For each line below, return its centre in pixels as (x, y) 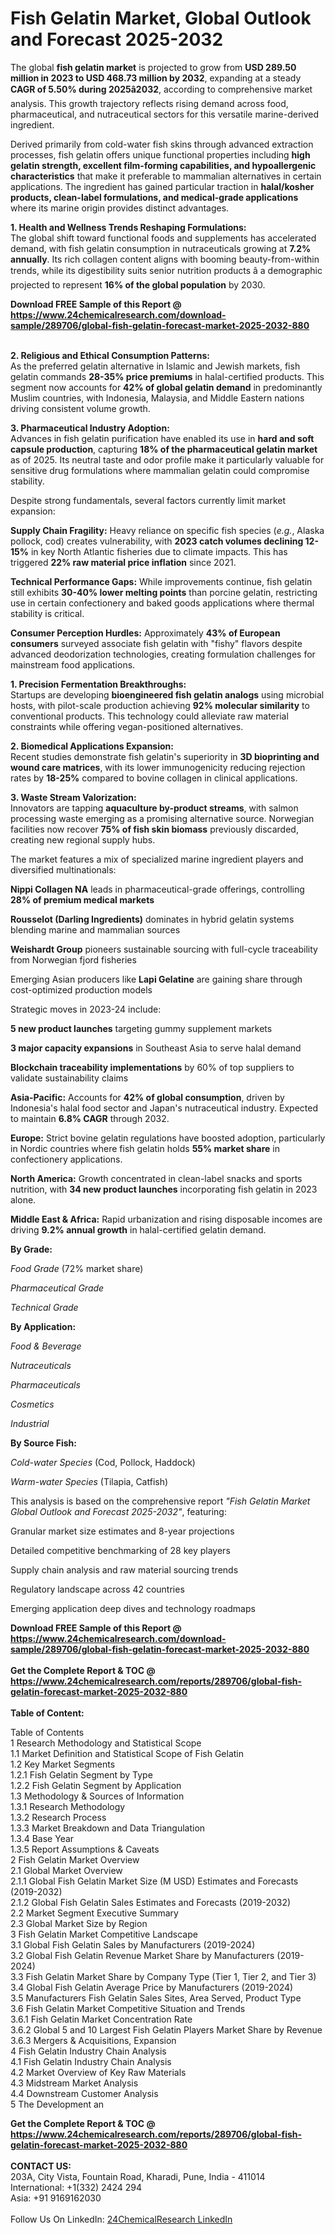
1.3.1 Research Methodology (68, 1806)
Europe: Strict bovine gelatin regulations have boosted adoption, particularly (168, 1138)
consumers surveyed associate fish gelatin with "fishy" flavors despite (156, 643)
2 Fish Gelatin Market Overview (75, 1859)
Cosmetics (32, 1404)
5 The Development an (57, 2104)
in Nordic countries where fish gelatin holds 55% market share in (145, 1148)
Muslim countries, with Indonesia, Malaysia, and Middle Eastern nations (157, 398)
